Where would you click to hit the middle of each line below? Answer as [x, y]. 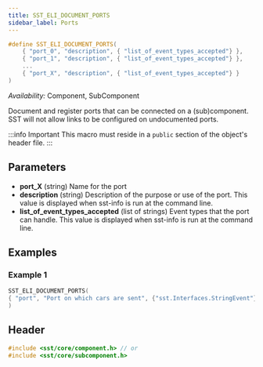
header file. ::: [31, 143]
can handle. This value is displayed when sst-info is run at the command [136, 220]
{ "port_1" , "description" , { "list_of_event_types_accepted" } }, [133, 59]
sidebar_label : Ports [43, 23]
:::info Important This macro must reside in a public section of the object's [128, 134]
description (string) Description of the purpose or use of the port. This [133, 194]
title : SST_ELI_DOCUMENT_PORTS [59, 15]
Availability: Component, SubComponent [74, 96]
